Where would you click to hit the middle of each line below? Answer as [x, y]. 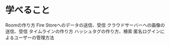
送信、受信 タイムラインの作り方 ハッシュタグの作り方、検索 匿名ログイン [83, 31]
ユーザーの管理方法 [34, 37]
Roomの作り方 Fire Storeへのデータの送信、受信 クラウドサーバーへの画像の [85, 25]
